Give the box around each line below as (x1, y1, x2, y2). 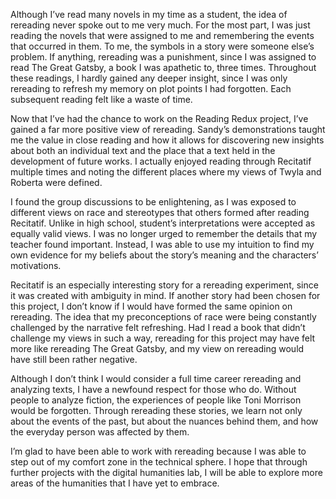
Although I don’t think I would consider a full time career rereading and (10, 373, 302, 384)
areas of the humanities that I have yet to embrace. (10, 477, 220, 489)
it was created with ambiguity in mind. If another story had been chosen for (10, 290, 321, 301)
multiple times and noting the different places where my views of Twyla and (10, 166, 322, 178)
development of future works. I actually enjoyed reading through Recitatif (10, 155, 312, 167)
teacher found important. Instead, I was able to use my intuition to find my (10, 239, 315, 250)
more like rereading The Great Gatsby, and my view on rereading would (10, 343, 305, 354)
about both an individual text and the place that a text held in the (10, 145, 276, 156)
